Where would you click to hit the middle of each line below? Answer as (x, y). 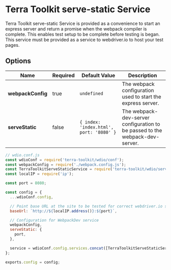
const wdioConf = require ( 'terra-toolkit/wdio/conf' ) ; (65, 160)
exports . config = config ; (33, 262)
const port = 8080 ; (26, 183)
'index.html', (97, 127)
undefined (91, 93)
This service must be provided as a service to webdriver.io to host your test (84, 40)
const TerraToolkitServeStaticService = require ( (59, 169)
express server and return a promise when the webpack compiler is (76, 28)
